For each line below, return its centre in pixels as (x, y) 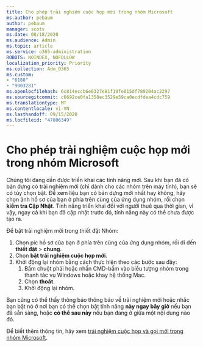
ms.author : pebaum (30, 18)
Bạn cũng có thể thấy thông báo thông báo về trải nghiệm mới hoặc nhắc (98, 300)
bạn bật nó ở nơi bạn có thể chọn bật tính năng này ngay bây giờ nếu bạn (99, 307)
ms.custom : (20, 75)
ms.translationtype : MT (37, 103)
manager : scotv (26, 29)
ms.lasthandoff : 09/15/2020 (42, 114)
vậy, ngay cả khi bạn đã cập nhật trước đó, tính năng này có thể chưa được (100, 213)
